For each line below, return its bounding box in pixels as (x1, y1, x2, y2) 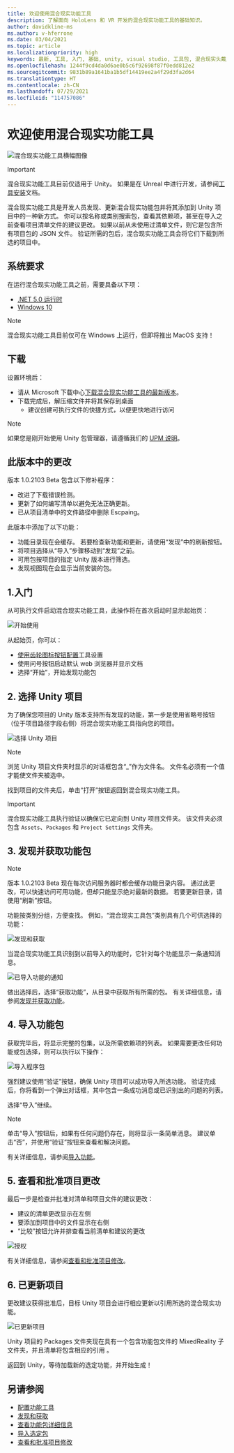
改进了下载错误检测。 (17, 491, 79, 499)
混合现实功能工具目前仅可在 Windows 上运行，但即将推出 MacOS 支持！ (7, 331, 214, 339)
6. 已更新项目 (7, 1279, 64, 1291)
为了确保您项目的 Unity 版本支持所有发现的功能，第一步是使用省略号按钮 (7, 710, 215, 719)
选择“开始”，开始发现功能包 (17, 668, 97, 677)
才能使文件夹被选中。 (7, 771, 68, 779)
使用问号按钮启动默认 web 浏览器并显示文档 (17, 660, 143, 668)
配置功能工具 (17, 1403, 54, 1412)
